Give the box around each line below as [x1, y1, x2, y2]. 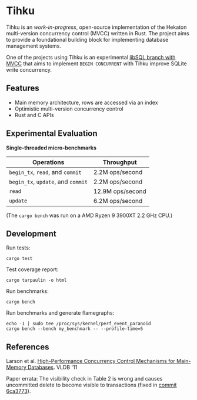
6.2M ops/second [93, 196, 143, 205]
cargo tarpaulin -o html [6, 278, 67, 284]
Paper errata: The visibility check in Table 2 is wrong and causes [6, 375, 163, 382]
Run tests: [6, 244, 31, 251]
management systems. [6, 42, 62, 49]
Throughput [102, 158, 137, 166]
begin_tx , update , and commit [9, 178, 88, 186]
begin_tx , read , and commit [9, 168, 82, 176]
